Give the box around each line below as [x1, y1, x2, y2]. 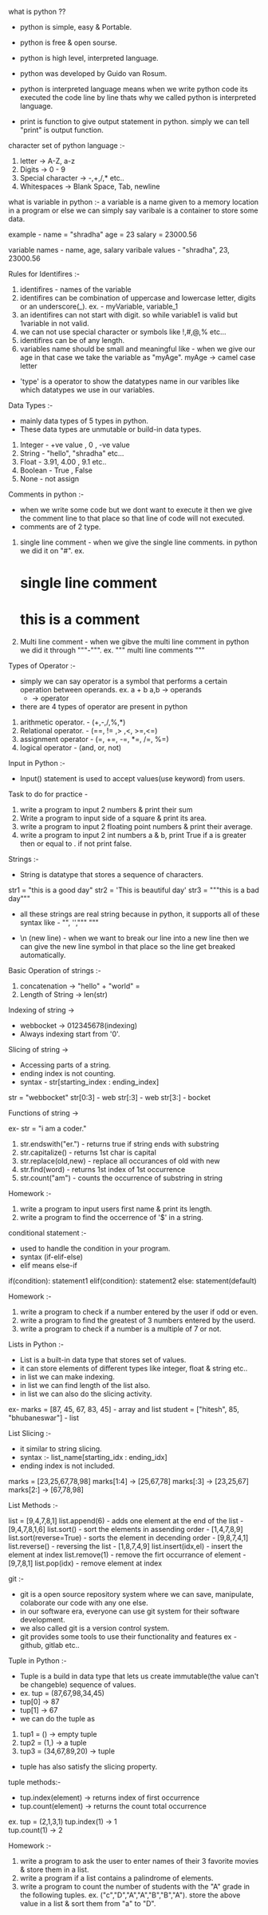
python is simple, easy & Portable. [19, 22, 132, 31]
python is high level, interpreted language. [19, 54, 159, 62]
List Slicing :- [8, 1429, 52, 1438]
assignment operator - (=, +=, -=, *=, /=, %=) [19, 735, 169, 744]
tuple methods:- [8, 1777, 61, 1787]
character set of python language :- [8, 141, 125, 150]
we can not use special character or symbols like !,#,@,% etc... [19, 327, 227, 337]
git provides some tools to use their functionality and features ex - [19, 1632, 238, 1642]
